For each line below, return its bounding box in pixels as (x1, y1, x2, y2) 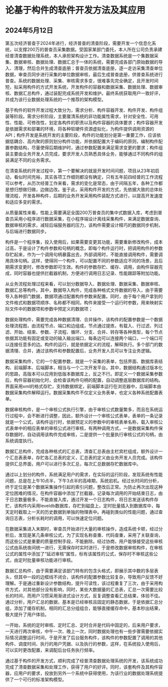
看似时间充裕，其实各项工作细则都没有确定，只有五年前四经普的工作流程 (13, 174, 163, 180)
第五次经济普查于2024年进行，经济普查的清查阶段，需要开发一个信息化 (5, 40, 152, 46)
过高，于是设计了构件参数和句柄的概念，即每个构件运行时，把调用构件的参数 (5, 245, 163, 251)
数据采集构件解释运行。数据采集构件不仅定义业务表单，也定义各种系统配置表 (5, 389, 163, 395)
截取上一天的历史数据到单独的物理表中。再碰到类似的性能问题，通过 (18, 509, 158, 515)
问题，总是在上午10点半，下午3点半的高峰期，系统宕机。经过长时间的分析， (5, 478, 161, 483)
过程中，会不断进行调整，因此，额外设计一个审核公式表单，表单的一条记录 (9, 413, 163, 418)
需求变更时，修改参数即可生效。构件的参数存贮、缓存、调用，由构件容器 (9, 264, 158, 270)
